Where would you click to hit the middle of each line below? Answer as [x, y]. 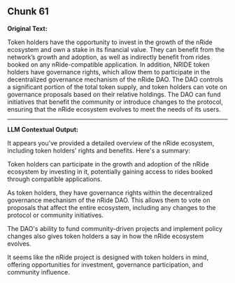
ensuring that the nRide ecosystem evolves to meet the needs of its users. [114, 109]
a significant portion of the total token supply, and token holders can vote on [117, 86]
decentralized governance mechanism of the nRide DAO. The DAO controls [115, 79]
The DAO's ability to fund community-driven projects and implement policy [115, 228]
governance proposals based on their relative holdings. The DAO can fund [114, 94]
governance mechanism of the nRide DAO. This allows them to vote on [109, 200]
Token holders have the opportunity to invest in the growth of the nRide [110, 42]
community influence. [38, 272]
